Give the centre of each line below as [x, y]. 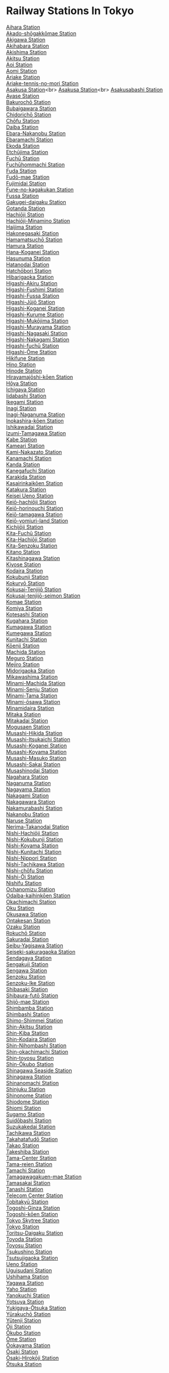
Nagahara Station [27, 777]
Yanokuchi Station [28, 1295]
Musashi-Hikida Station [34, 733]
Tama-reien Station [29, 1164]
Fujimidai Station [26, 183]
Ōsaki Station [22, 1351]
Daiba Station [22, 127]
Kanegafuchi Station [31, 470]
